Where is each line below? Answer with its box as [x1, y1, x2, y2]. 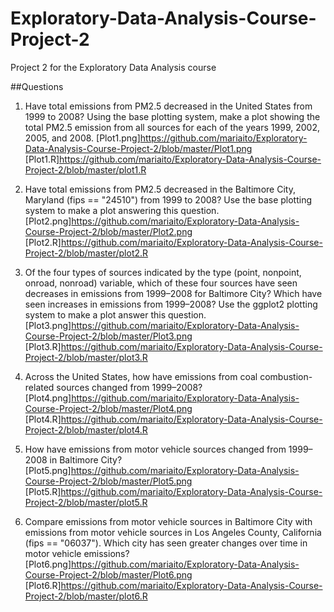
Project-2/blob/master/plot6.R [24, 590, 148, 602]
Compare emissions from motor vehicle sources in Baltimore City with [24, 515, 313, 527]
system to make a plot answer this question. [24, 308, 207, 321]
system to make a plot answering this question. [24, 204, 220, 216]
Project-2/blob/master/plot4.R [24, 423, 148, 436]
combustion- [259, 370, 313, 382]
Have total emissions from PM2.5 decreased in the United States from [24, 100, 313, 112]
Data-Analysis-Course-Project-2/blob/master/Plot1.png [24, 142, 253, 154]
